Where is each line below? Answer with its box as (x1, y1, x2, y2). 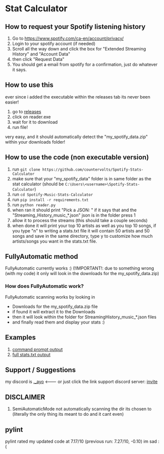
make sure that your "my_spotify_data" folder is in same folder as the (12, 176, 151, 181)
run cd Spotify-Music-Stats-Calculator (12, 191, 93, 197)
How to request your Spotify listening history (5, 23, 146, 31)
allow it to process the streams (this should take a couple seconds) (12, 217, 148, 223)
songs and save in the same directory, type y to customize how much (12, 233, 153, 239)
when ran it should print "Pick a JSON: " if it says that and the (12, 207, 137, 213)
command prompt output (12, 346, 63, 352)
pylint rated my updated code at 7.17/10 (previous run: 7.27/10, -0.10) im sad (5, 438, 157, 444)
